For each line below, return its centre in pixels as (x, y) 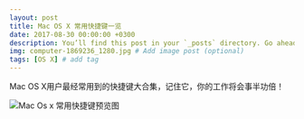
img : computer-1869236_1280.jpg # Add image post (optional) (127, 51)
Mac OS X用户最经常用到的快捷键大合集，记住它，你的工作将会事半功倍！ (147, 86)
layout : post (34, 18)
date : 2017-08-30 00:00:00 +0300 (72, 34)
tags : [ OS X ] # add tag (54, 59)
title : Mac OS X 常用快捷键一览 (66, 26)
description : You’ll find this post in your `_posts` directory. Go (141, 43)
